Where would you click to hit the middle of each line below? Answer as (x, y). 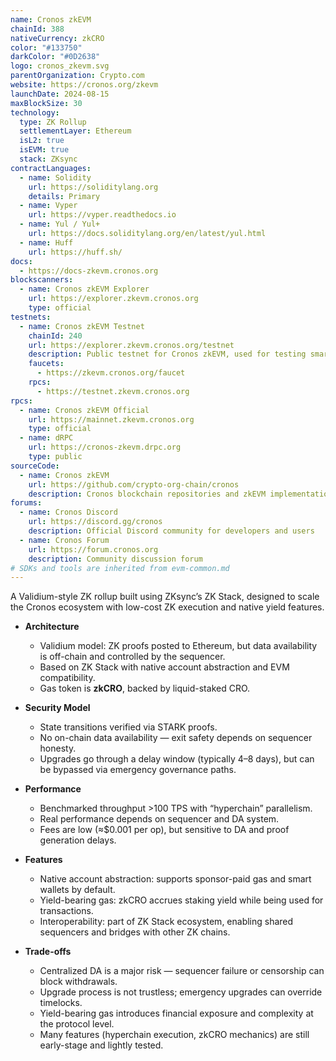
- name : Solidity (55, 177)
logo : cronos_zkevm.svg (60, 66)
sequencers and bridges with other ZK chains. (135, 932)
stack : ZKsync (48, 159)
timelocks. (61, 1003)
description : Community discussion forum (115, 559)
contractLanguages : (51, 168)
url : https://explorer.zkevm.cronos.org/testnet (131, 345)
